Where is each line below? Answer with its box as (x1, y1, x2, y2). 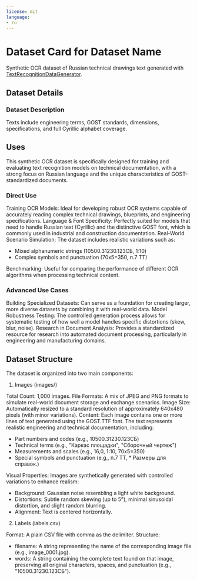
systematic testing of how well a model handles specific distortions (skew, (6, 318, 186, 325)
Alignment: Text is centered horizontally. (14, 508, 113, 516)
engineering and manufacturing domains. (6, 337, 106, 344)
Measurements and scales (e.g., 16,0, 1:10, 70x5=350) (14, 448, 145, 455)
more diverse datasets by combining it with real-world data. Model (6, 306, 168, 313)
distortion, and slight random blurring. (14, 502, 107, 509)
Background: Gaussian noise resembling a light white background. (14, 490, 175, 497)
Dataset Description (6, 106, 65, 114)
